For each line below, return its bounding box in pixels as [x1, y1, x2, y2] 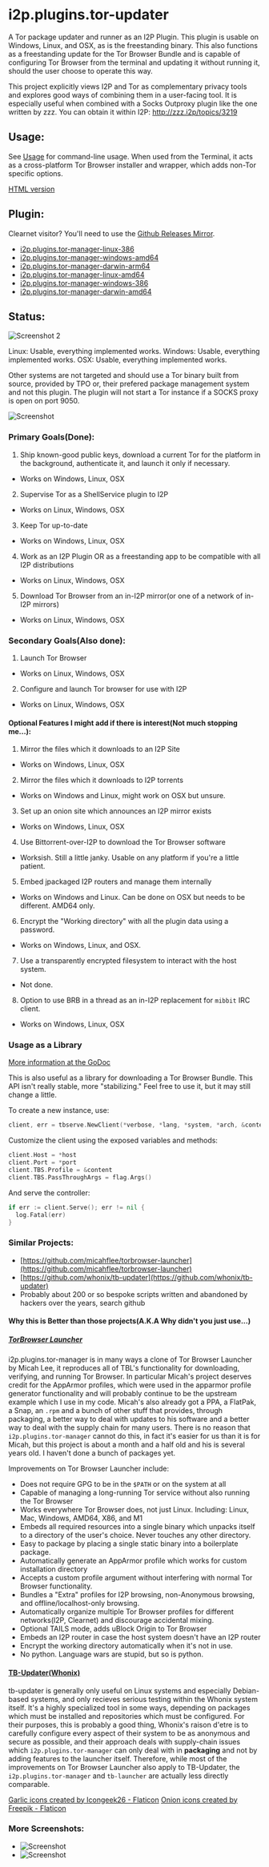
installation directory [19, 1564, 88, 1574]
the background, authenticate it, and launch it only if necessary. [19, 458, 231, 468]
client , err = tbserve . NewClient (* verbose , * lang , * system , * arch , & [8, 1121, 246, 1130]
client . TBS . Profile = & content [8, 1166, 113, 1174]
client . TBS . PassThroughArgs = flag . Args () [8, 1173, 152, 1182]
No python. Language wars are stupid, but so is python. [19, 1649, 204, 1659]
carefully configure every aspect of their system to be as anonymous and [8, 1728, 251, 1738]
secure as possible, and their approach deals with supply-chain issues [8, 1737, 241, 1746]
